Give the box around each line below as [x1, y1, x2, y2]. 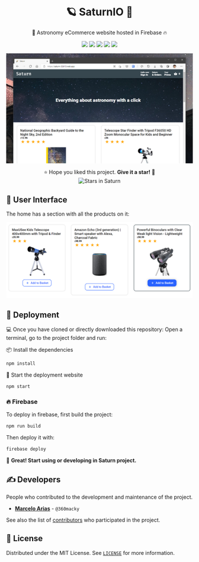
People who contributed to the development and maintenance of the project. [6, 493, 193, 500]
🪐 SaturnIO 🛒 [66, 5, 133, 19]
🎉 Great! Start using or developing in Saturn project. [6, 457, 137, 464]
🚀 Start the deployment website [6, 371, 83, 378]
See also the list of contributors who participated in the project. [6, 516, 161, 524]
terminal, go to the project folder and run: [6, 335, 107, 342]
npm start [6, 384, 31, 390]
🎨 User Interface [6, 194, 68, 205]
